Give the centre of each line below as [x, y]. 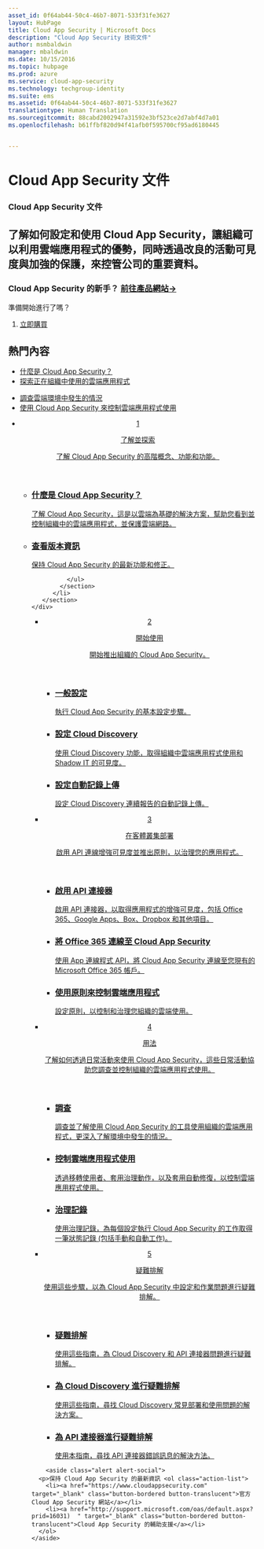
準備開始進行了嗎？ [39, 307]
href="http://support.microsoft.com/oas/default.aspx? [162, 1509]
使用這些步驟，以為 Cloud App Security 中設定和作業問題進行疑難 [149, 1286]
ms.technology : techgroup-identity [66, 89]
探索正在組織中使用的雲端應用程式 [75, 382]
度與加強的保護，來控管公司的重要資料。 [106, 264]
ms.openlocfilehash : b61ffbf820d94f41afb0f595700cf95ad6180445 [114, 125]
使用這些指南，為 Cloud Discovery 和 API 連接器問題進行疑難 [153, 1354]
